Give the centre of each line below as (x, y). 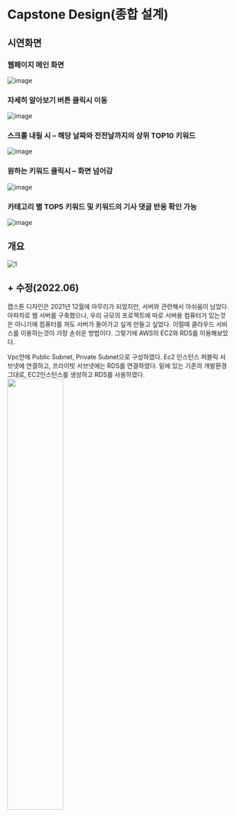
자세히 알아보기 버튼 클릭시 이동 (58, 100)
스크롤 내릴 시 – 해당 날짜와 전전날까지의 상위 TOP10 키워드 (101, 136)
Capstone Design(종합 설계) (88, 15)
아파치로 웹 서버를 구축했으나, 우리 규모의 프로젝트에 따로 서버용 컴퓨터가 (107, 315)
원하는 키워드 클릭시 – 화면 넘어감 (60, 171)
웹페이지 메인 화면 (36, 64)
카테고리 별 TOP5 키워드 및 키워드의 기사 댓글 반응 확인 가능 (102, 207)
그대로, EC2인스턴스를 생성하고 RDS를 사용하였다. (76, 374)
